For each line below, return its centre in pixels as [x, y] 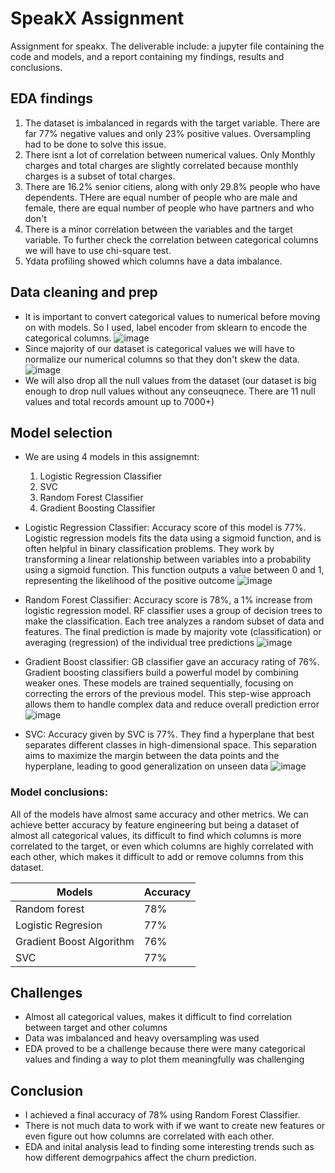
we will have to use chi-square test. [98, 250]
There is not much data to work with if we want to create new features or [175, 1126]
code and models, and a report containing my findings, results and [147, 56]
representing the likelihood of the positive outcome [129, 581]
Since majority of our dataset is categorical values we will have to [159, 348]
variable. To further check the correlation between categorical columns [171, 239]
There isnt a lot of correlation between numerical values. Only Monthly [170, 154]
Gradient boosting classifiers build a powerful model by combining [161, 673]
